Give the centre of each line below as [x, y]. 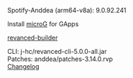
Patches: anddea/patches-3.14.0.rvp [60, 59]
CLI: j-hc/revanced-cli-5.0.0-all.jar [57, 51]
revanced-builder [33, 38]
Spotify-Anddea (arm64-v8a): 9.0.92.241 [67, 10]
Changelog [23, 66]
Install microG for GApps [43, 24]
